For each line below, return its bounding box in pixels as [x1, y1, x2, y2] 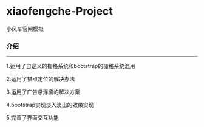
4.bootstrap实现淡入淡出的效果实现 [6, 101, 94, 109]
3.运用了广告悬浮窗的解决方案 [6, 88, 81, 95]
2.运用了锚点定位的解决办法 [6, 75, 75, 83]
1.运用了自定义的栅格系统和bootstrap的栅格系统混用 [6, 63, 135, 70]
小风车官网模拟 [6, 25, 44, 32]
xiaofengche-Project [6, 4, 114, 18]
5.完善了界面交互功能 [6, 114, 59, 122]
